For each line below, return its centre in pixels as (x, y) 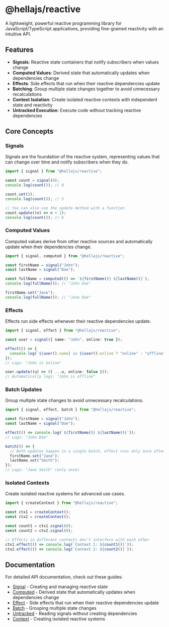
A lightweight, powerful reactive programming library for (64, 23)
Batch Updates (24, 389)
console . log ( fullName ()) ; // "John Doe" (48, 283)
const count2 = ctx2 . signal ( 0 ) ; (39, 531)
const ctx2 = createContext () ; (38, 517)
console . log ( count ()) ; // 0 (35, 185)
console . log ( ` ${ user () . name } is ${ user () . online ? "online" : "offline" (88, 353)
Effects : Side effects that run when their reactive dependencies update (86, 83)
